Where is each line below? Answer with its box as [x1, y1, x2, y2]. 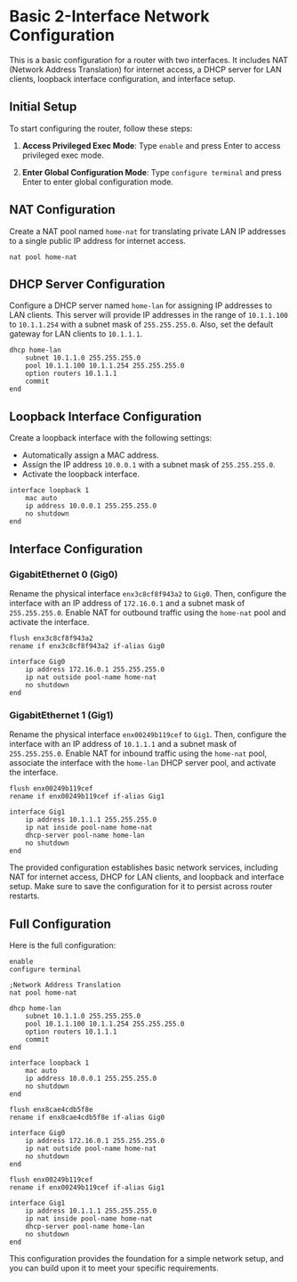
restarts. [9, 890, 40, 901]
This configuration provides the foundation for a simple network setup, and [9, 1253, 285, 1263]
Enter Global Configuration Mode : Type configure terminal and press [21, 166, 282, 177]
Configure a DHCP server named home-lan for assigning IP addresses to [9, 300, 273, 311]
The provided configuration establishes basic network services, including [9, 862, 278, 873]
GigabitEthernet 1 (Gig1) [9, 709, 114, 721]
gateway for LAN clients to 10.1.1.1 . [9, 329, 143, 339]
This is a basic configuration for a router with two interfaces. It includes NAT [9, 54, 289, 65]
